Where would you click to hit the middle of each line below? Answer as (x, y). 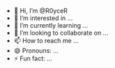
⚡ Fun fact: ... (33, 58)
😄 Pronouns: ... (36, 51)
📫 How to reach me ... (46, 41)
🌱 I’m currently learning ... (51, 25)
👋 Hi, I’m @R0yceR (41, 11)
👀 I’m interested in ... (43, 18)
